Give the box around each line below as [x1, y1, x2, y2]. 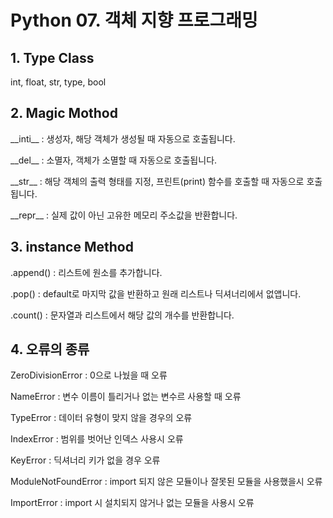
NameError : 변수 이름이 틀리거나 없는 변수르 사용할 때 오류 [10, 391, 242, 403]
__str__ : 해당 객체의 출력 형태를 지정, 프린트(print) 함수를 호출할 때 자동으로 [10, 175, 305, 187]
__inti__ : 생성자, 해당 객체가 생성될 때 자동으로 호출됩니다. [10, 132, 236, 145]
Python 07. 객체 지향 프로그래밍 [10, 9, 258, 32]
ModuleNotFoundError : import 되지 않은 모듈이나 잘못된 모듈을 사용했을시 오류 [10, 476, 323, 488]
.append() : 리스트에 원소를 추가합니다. [10, 266, 163, 278]
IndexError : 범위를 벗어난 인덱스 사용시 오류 [10, 433, 184, 445]
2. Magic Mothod [10, 105, 118, 122]
